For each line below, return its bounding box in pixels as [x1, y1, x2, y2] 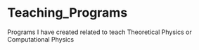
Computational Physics [7, 35, 75, 43]
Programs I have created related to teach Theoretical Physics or [7, 28, 192, 36]
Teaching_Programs [7, 5, 128, 21]
